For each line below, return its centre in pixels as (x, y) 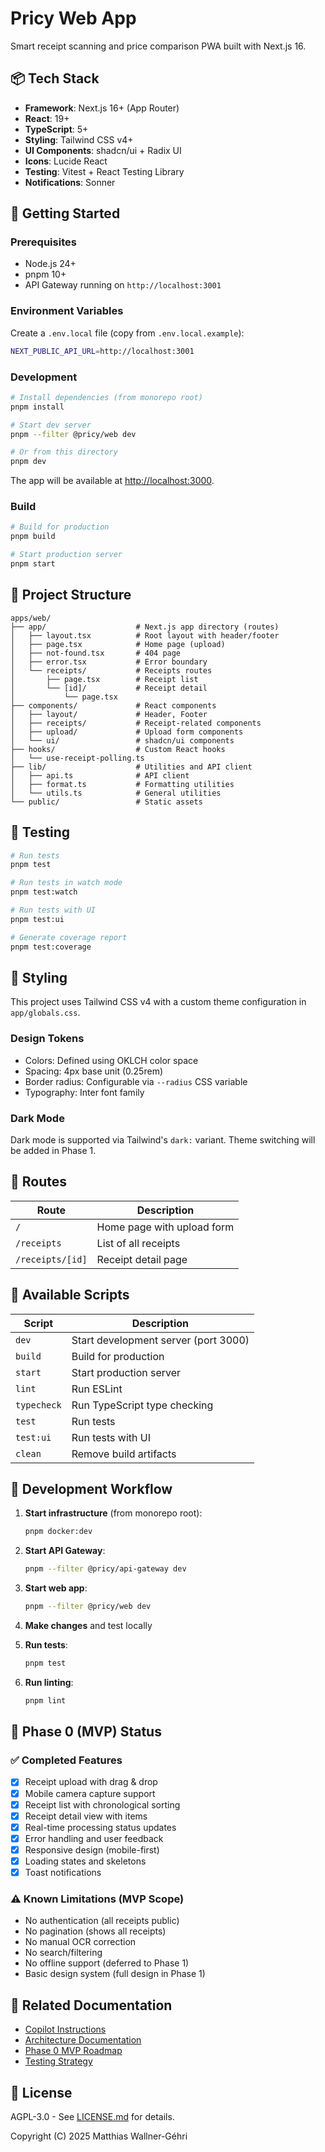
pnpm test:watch (44, 892)
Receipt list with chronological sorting (102, 1804)
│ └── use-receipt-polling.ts (77, 758)
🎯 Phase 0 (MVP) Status (86, 1732)
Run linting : (49, 1682)
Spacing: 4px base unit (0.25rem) (93, 1071)
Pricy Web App (73, 18)
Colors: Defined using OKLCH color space (111, 1060)
